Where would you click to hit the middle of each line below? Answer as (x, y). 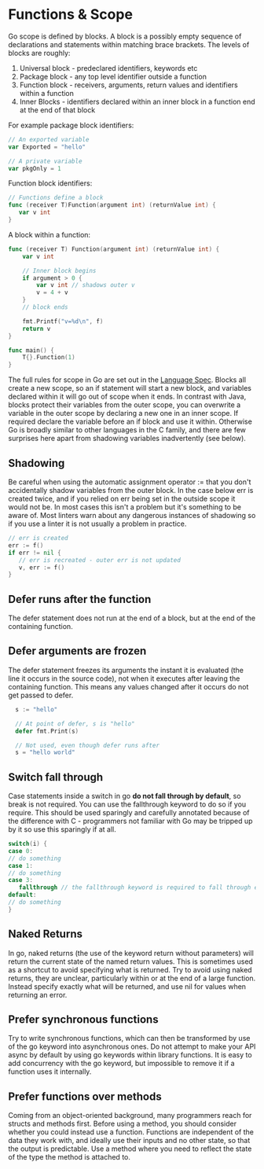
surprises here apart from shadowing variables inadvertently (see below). (127, 439)
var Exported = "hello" (47, 147)
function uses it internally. (50, 1072)
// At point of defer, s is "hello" (75, 724)
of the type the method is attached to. (70, 1157)
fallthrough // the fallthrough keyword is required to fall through (135, 888)
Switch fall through (56, 777)
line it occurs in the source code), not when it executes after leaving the (124, 678)
